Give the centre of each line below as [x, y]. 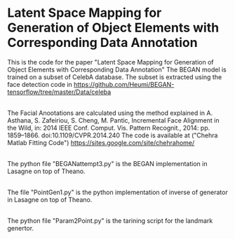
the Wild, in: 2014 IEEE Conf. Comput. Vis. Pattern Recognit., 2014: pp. [109, 128]
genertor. [20, 228]
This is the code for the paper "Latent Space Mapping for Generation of [110, 62]
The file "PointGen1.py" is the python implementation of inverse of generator [117, 192]
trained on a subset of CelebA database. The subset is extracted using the [115, 77]
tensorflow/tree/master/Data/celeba [59, 92]
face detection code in [40, 84]
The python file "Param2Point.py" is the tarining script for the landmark [110, 220]
